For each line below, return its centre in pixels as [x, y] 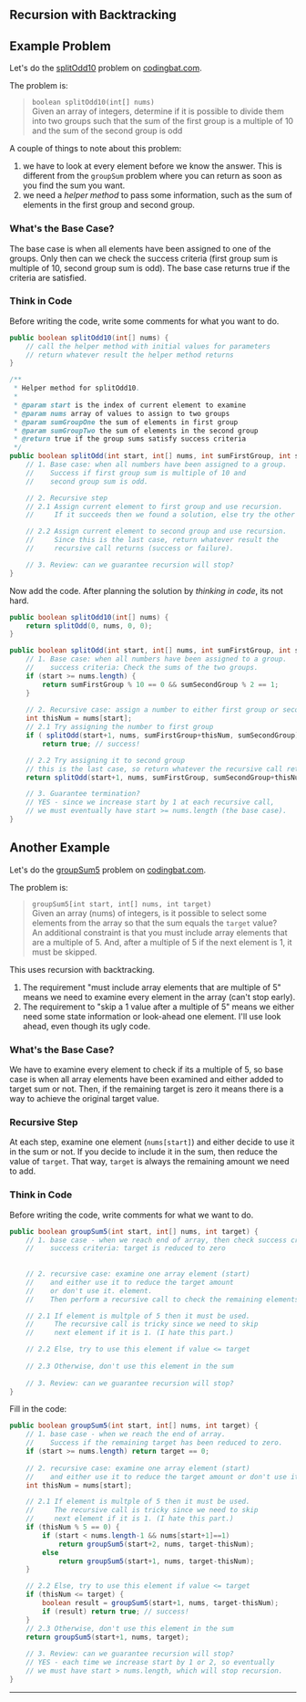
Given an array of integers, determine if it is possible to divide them [158, 111]
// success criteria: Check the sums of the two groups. [142, 668]
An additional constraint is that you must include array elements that [160, 932]
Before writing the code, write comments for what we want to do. [132, 1215]
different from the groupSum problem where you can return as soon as [152, 176]
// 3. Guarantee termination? [83, 794]
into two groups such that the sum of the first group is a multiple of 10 [163, 121]
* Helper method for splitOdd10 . [77, 388]
